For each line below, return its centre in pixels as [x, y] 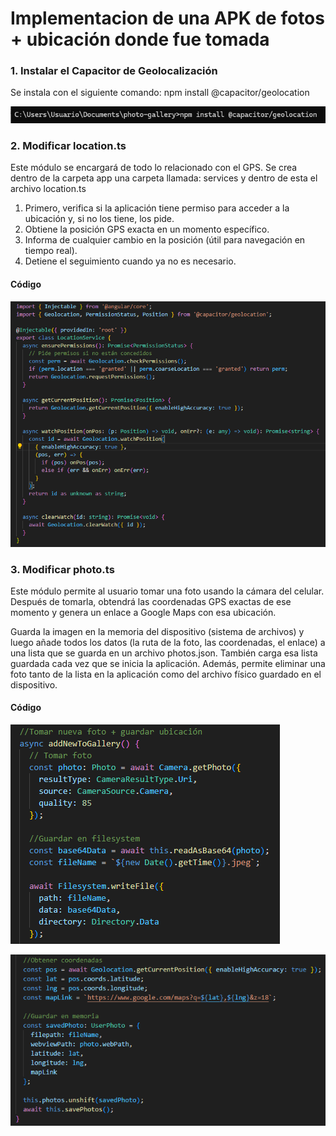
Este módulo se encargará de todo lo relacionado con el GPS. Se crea [154, 168]
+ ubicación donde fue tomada [140, 39]
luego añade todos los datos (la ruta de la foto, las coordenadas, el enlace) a [168, 642]
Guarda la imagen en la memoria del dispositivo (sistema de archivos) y [157, 631]
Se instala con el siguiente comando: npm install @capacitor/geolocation [160, 93]
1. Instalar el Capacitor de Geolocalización [114, 71]
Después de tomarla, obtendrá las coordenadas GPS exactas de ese [151, 601]
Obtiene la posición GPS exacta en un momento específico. [147, 229]
